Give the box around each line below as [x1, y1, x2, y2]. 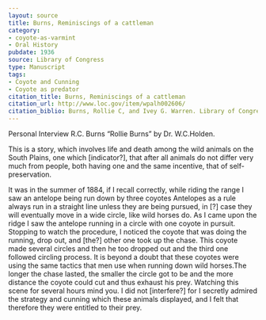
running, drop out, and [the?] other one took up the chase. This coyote [8, 235, 238, 245]
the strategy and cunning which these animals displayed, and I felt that [8, 295, 239, 303]
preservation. [8, 170, 52, 179]
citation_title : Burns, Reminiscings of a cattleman [8, 93, 186, 101]
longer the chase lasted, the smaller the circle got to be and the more [8, 269, 234, 278]
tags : [8, 70, 26, 78]
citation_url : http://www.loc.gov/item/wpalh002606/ [8, 100, 186, 108]
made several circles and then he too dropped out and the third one [8, 244, 229, 253]
